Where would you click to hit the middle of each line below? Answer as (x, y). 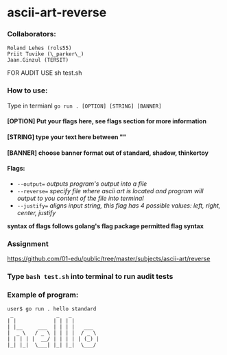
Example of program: (43, 295)
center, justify (36, 212)
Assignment (28, 243)
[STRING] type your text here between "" (67, 137)
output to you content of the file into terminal (80, 198)
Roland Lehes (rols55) (39, 48)
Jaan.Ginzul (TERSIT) (38, 60)
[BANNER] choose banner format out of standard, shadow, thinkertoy (108, 153)
